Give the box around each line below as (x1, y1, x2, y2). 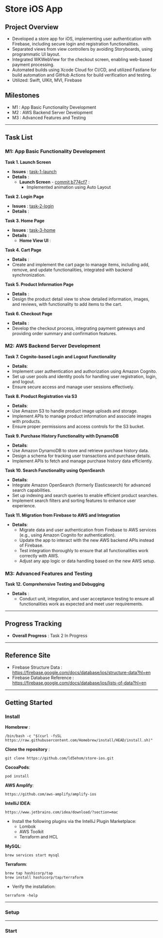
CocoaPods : (5, 764, 31, 770)
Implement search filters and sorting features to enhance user (12, 498, 136, 503)
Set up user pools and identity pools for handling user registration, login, (12, 373, 157, 379)
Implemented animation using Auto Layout (26, 184, 111, 190)
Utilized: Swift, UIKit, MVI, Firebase (12, 77, 82, 83)
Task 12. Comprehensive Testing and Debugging (5, 581, 105, 587)
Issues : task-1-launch (12, 168, 57, 174)
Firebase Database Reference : (12, 675, 74, 680)
